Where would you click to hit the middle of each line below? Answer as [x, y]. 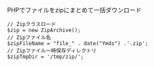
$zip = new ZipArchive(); [44, 30]
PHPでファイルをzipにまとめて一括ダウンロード [74, 10]
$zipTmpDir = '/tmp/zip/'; [46, 57]
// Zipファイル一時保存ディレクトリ [52, 51]
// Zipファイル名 [29, 38]
